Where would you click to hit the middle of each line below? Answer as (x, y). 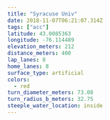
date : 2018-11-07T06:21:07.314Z (55, 20)
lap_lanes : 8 (27, 60)
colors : (19, 79)
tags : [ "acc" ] (28, 27)
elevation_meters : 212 (41, 47)
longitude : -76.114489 (41, 40)
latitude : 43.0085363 (39, 34)
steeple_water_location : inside (55, 106)
